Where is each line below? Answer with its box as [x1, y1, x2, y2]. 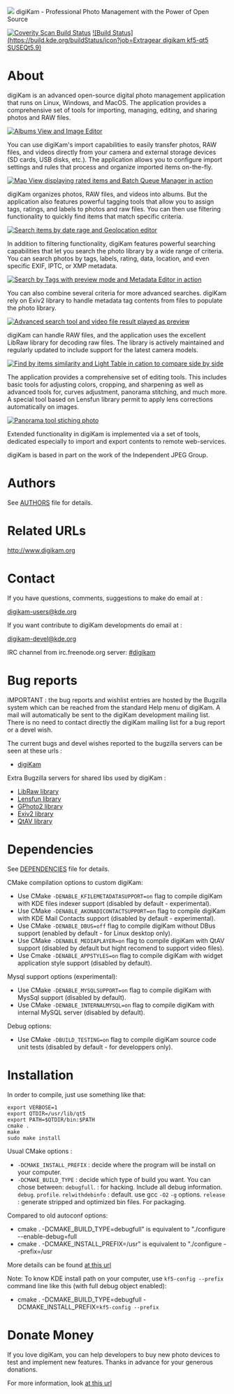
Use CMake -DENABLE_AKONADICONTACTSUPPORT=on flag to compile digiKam [17, 907, 226, 915]
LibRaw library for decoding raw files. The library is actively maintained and [7, 338, 225, 347]
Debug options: [7, 1022, 52, 1030]
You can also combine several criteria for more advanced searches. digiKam [7, 288, 227, 297]
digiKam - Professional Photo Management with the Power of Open [15, 8, 210, 15]
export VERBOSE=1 [7, 1103, 58, 1111]
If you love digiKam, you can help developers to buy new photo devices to [7, 1350, 220, 1358]
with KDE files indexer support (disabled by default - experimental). [17, 899, 212, 907]
